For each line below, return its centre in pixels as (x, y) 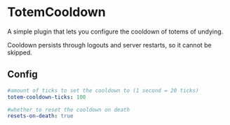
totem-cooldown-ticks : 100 (47, 97)
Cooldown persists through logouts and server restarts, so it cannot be (109, 45)
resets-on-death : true (40, 116)
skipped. (20, 52)
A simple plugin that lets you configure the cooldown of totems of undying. (115, 31)
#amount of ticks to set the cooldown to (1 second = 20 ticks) (103, 90)
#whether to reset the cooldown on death (69, 110)
